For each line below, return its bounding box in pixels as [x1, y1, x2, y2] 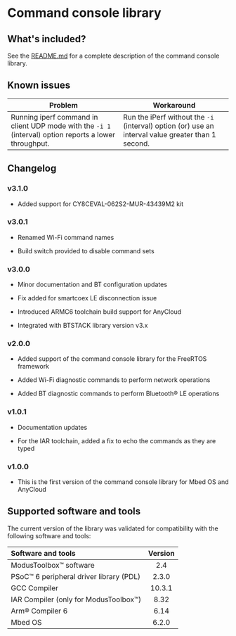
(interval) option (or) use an [122, 121, 214, 131]
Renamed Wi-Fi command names [17, 233, 114, 241]
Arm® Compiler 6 [11, 606, 68, 616]
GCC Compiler [11, 583, 58, 592]
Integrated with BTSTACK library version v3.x [17, 322, 148, 330]
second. [122, 139, 150, 148]
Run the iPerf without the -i [122, 112, 214, 122]
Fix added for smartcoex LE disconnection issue [17, 294, 157, 303]
